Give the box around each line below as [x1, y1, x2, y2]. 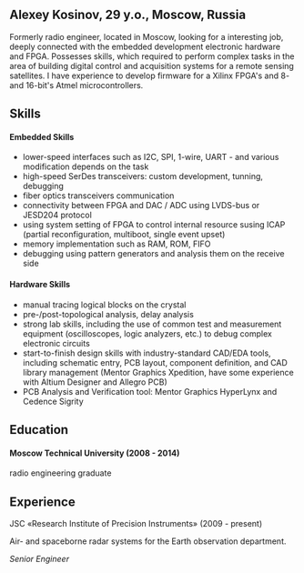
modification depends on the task [22, 161, 149, 172]
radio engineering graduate [9, 467, 112, 478]
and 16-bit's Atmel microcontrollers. [9, 79, 144, 90]
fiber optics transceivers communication [22, 190, 175, 201]
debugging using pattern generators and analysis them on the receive [22, 248, 285, 259]
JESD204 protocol [22, 209, 93, 221]
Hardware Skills [9, 279, 71, 289]
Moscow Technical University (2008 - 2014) [9, 447, 180, 458]
